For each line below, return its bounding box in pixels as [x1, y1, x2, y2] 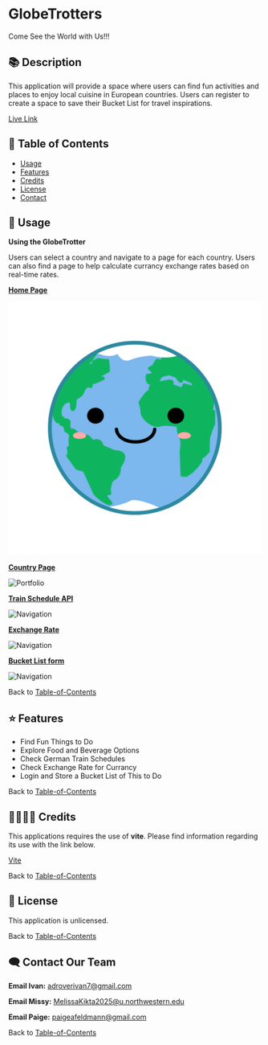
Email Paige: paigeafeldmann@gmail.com [8, 1012, 147, 1022]
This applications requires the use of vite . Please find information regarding [8, 831, 258, 841]
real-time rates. [8, 270, 59, 280]
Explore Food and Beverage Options [19, 745, 140, 756]
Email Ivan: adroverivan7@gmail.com [8, 981, 132, 990]
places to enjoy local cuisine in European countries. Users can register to [8, 89, 250, 99]
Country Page [8, 563, 56, 572]
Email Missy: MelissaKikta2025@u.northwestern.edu [8, 996, 185, 1006]
